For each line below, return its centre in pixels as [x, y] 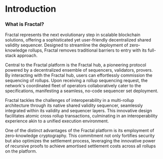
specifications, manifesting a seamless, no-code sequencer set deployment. [82, 91]
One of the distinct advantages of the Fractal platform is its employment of [80, 131]
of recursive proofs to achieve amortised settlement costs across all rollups [81, 146]
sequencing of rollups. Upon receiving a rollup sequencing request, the [76, 80]
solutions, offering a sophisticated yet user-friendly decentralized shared [78, 40]
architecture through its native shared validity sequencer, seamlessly [74, 105]
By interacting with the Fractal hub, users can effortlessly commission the [79, 75]
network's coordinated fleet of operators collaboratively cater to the [73, 86]
